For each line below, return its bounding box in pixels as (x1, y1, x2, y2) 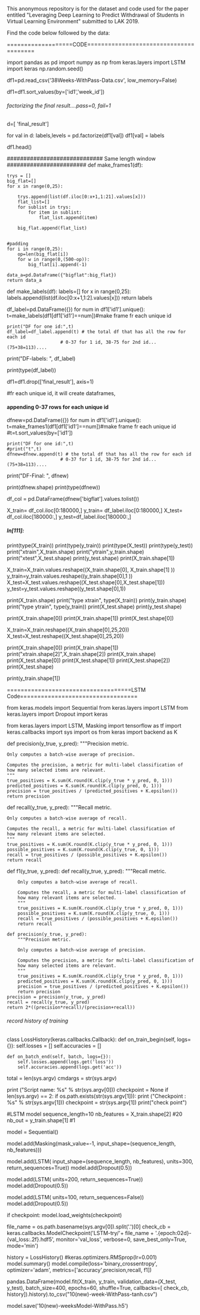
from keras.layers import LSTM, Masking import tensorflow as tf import (7, 722, 181, 729)
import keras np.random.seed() (7, 65, 84, 72)
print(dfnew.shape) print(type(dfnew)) (7, 483, 101, 491)
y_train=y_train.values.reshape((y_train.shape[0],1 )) (7, 572, 133, 580)
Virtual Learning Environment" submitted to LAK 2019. (7, 18, 140, 24)
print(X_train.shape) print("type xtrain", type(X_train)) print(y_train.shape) (7, 597, 187, 604)
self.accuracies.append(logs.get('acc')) (17, 1064, 122, 1070)
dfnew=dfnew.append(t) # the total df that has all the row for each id (7, 451, 192, 457)
